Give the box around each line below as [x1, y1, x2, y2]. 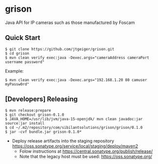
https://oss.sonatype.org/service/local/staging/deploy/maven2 [12, 143, 138, 149]
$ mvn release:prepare [5, 108, 51, 113]
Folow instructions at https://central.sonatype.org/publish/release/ [19, 148, 153, 154]
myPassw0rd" [5, 82, 29, 86]
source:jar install [5, 121, 45, 125]
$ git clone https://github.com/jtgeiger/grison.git [5, 46, 115, 52]
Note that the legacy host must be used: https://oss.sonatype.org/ [19, 153, 153, 159]
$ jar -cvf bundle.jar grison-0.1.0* [5, 129, 82, 134]
